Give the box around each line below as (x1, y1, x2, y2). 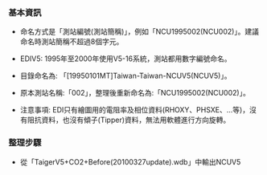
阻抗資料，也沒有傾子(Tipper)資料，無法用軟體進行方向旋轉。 (27, 115, 231, 125)
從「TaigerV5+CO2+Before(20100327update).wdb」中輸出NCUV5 (19, 157, 241, 166)
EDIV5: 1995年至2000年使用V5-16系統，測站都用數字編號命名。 (19, 54, 232, 63)
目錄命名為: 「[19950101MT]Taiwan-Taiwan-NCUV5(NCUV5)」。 (19, 71, 232, 81)
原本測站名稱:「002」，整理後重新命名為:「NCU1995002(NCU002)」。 (19, 88, 251, 98)
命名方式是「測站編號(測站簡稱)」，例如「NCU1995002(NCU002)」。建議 (19, 26, 260, 37)
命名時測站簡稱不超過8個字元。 (19, 37, 124, 47)
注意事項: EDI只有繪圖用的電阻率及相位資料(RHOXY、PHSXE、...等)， (19, 105, 250, 115)
